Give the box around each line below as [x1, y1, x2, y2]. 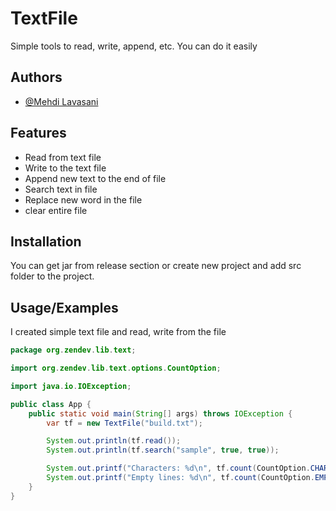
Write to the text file [24, 162, 107, 174]
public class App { [10, 399, 92, 409]
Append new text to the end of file [24, 172, 167, 184]
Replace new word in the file [24, 193, 143, 206]
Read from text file [24, 151, 102, 163]
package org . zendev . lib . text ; [10, 345, 137, 356]
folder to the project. [10, 270, 95, 282]
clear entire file [24, 204, 88, 216]
